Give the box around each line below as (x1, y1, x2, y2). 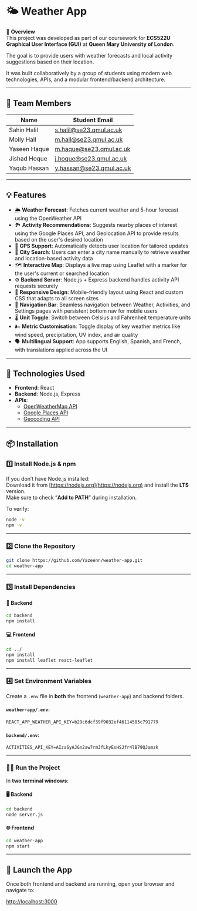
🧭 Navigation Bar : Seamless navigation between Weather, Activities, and (14, 301, 191, 308)
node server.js (6, 812, 43, 818)
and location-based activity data (14, 254, 93, 262)
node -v (6, 517, 25, 523)
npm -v (6, 522, 22, 528)
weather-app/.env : (6, 706, 50, 713)
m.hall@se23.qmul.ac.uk (55, 135, 123, 143)
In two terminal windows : (6, 777, 69, 784)
